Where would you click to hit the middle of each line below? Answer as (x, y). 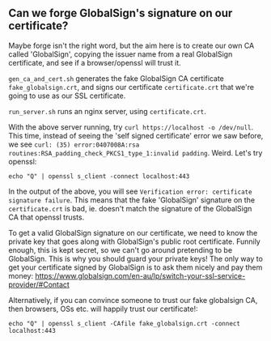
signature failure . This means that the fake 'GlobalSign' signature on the (132, 200)
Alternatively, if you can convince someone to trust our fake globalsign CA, (133, 300)
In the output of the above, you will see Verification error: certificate (130, 191)
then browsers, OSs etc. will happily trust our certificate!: (103, 309)
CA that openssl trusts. (47, 217)
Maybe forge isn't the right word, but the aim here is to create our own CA (131, 45)
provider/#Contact (39, 284)
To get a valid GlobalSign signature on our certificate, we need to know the (133, 232)
